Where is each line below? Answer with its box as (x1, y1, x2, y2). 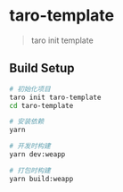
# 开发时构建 (9, 142, 51, 151)
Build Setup (9, 61, 75, 76)
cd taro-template (9, 101, 74, 110)
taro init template (30, 35, 94, 46)
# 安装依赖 (9, 117, 45, 126)
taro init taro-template (9, 93, 102, 102)
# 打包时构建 (9, 166, 51, 175)
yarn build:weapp (9, 174, 74, 183)
